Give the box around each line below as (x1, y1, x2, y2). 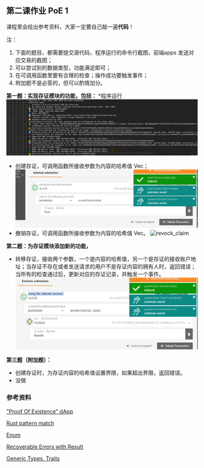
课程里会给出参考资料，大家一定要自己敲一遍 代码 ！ (6, 23, 134, 30)
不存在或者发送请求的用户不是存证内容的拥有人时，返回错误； (41, 263, 196, 270)
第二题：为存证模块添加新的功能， (6, 242, 92, 249)
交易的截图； (20, 56, 53, 64)
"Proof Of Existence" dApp (6, 407, 73, 415)
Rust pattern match (6, 419, 55, 427)
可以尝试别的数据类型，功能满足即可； (15, 64, 111, 71)
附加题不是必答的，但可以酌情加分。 (15, 79, 106, 86)
